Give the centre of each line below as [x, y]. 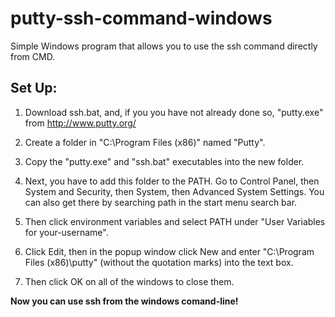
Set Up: [34, 88]
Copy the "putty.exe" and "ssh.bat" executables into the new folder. [164, 161]
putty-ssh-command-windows [141, 18]
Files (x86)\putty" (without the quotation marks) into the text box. [159, 262]
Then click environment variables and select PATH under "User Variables [175, 221]
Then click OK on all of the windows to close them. [129, 281]
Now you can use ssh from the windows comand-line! [124, 301]
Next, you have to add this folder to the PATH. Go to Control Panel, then [172, 181]
